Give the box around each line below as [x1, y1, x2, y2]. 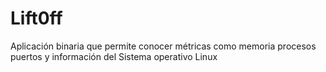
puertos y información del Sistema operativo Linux [10, 50, 218, 62]
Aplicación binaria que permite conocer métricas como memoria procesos [10, 40, 317, 52]
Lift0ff [10, 7, 63, 30]
